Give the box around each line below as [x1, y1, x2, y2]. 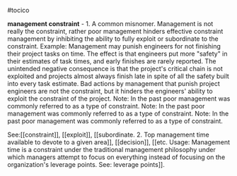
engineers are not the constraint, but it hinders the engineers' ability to [7, 87, 214, 95]
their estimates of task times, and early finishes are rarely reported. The [7, 57, 216, 65]
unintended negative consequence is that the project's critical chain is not [7, 65, 223, 73]
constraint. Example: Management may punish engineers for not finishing [7, 42, 221, 50]
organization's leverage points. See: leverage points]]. [7, 161, 165, 168]
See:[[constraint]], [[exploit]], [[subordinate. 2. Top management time [7, 130, 210, 139]
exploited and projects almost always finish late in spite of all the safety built [7, 72, 230, 80]
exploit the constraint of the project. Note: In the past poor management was [7, 94, 231, 103]
